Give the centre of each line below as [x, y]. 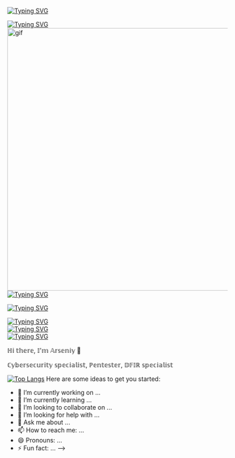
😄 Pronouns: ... [40, 440]
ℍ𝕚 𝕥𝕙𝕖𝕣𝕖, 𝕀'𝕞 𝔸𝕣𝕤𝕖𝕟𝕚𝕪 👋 [44, 351]
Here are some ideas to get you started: [103, 379]
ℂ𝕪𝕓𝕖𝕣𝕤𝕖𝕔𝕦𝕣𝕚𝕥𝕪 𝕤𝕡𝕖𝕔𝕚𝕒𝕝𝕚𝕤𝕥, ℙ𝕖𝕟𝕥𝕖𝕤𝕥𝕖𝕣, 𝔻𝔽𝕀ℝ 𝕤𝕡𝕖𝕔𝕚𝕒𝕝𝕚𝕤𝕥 [90, 365]
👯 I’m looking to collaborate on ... [65, 407]
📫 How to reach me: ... [51, 430]
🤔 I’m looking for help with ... [58, 415]
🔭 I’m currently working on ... [59, 393]
